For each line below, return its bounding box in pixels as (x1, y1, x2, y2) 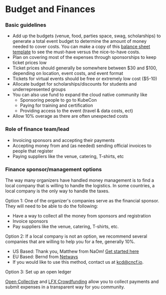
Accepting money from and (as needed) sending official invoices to (12, 142, 152, 149)
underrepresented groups (12, 87, 66, 93)
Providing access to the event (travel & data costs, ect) (20, 108, 133, 114)
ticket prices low (12, 59, 47, 66)
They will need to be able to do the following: (5, 203, 98, 209)
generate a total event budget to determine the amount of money (12, 38, 147, 44)
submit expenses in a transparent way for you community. (5, 284, 125, 290)
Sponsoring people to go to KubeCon (20, 97, 97, 103)
